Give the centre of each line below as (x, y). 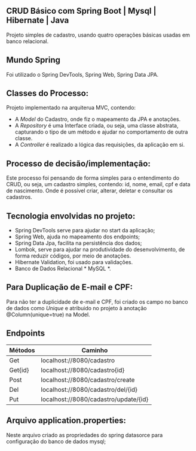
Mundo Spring (33, 60)
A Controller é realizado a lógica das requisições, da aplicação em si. (100, 145)
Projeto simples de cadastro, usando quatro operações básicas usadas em (98, 35)
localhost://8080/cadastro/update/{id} (95, 399)
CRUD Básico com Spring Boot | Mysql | (81, 11)
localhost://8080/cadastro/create (88, 380)
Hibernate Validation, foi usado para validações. (74, 262)
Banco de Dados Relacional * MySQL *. (63, 269)
